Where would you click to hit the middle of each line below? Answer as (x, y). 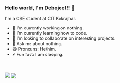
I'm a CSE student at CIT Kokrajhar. (41, 19)
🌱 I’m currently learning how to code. (50, 33)
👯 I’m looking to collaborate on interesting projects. (64, 38)
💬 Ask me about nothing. (37, 44)
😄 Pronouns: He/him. (34, 49)
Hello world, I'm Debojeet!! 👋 (40, 8)
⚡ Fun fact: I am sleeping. (38, 55)
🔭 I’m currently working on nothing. (48, 28)
